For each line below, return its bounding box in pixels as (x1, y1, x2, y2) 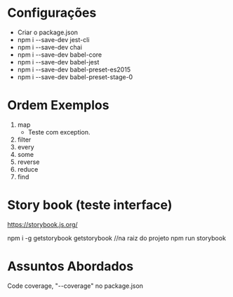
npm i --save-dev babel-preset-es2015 (17, 65, 131, 74)
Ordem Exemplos (7, 97, 109, 113)
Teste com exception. (27, 127, 91, 136)
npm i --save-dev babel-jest (17, 57, 100, 66)
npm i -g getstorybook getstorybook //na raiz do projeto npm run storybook (7, 233, 227, 242)
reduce (17, 165, 39, 173)
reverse (17, 158, 40, 166)
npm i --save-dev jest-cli (17, 35, 90, 43)
